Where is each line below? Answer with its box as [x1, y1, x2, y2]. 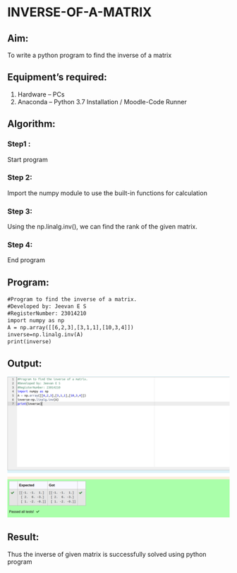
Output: [7, 357, 42, 369]
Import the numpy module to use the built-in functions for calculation [7, 188, 208, 197]
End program [7, 256, 46, 264]
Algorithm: [7, 118, 56, 130]
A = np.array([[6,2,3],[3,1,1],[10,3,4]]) [7, 324, 134, 331]
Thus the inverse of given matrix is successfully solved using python [7, 550, 207, 558]
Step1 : [7, 139, 31, 149]
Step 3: [7, 206, 33, 216]
